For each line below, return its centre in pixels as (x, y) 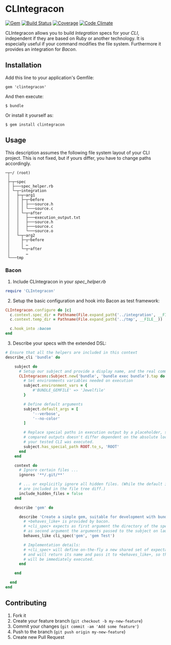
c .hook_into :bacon (31, 329)
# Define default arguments (53, 404)
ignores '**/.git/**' (42, 475)
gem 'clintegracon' (26, 87)
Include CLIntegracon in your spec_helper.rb (59, 281)
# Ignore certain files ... (49, 470)
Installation (23, 65)
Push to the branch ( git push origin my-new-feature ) (69, 632)
